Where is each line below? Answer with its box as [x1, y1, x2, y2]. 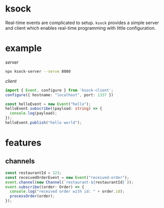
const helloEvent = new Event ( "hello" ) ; [5, 101, 92, 107]
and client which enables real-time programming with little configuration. [5, 25, 156, 31]
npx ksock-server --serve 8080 [5, 69, 71, 74]
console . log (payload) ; [10, 111, 57, 116]
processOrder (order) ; [10, 194, 55, 199]
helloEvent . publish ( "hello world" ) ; [5, 120, 82, 125]
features [5, 137, 42, 149]
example [5, 43, 42, 54]
